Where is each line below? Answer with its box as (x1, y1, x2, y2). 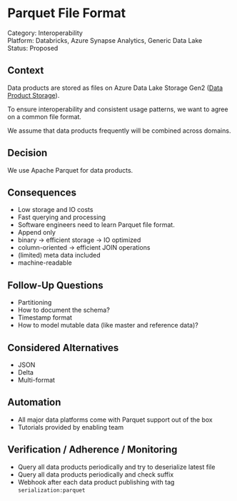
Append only (17, 228, 56, 237)
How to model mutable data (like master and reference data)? (17, 321, 198, 330)
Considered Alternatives (7, 341, 119, 354)
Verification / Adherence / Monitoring (7, 444, 178, 456)
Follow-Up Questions (7, 279, 104, 291)
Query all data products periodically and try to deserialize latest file (17, 462, 216, 471)
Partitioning (17, 298, 52, 307)
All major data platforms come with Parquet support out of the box (17, 415, 213, 424)
